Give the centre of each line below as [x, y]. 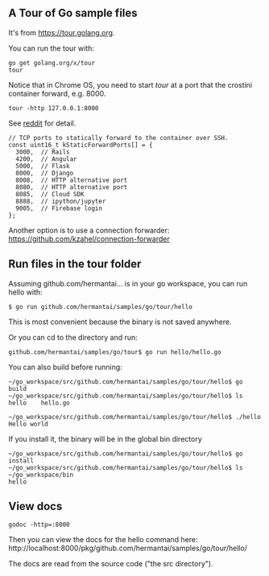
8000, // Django [45, 173]
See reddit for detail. [42, 123]
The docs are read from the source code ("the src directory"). [111, 564]
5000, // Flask [43, 166]
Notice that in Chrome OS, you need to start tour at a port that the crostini [130, 84]
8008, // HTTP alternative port [72, 180]
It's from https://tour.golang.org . [62, 32]
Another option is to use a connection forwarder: [89, 230]
